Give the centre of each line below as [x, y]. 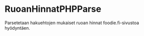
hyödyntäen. [17, 28]
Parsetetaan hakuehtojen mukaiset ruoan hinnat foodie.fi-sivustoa [72, 23]
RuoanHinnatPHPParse [53, 9]
